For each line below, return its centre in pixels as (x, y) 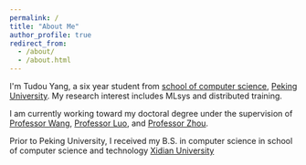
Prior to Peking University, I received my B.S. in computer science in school (151, 141)
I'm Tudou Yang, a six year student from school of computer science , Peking (153, 86)
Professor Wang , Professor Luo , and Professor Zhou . (109, 123)
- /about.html (44, 60)
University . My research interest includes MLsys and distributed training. (146, 96)
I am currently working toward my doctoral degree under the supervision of (151, 113)
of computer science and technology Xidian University (112, 150)
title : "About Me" (44, 26)
